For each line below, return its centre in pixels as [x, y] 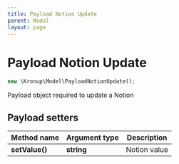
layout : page [27, 27]
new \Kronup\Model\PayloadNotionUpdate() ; [71, 82]
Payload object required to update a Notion [71, 95]
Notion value [147, 149]
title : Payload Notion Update [52, 14]
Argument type [92, 138]
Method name [35, 138]
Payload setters [43, 117]
